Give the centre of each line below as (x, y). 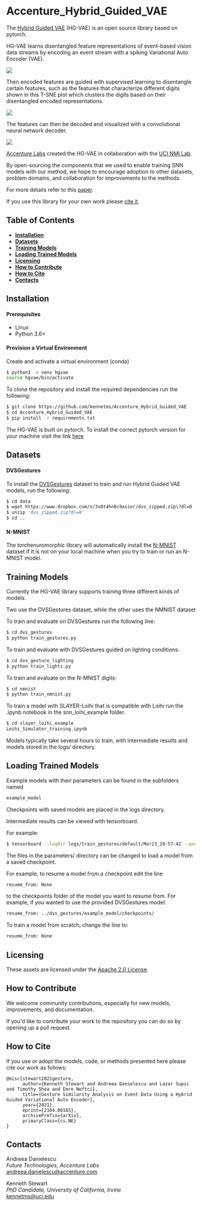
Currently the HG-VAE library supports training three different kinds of (93, 592)
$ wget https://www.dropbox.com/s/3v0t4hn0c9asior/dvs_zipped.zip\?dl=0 (99, 507)
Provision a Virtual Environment (47, 348)
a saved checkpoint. (31, 862)
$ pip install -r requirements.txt (51, 418)
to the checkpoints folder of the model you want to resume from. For (91, 896)
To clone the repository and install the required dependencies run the (92, 389)
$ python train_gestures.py (41, 638)
